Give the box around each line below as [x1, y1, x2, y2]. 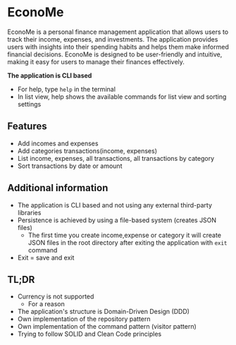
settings [17, 99, 42, 108]
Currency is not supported [17, 292, 94, 301]
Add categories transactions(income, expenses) [17, 146, 157, 155]
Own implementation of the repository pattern [17, 315, 151, 323]
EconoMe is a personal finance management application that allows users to [7, 28, 229, 36]
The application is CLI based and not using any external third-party [17, 200, 213, 209]
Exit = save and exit [17, 253, 75, 262]
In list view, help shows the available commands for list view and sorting [17, 92, 227, 101]
